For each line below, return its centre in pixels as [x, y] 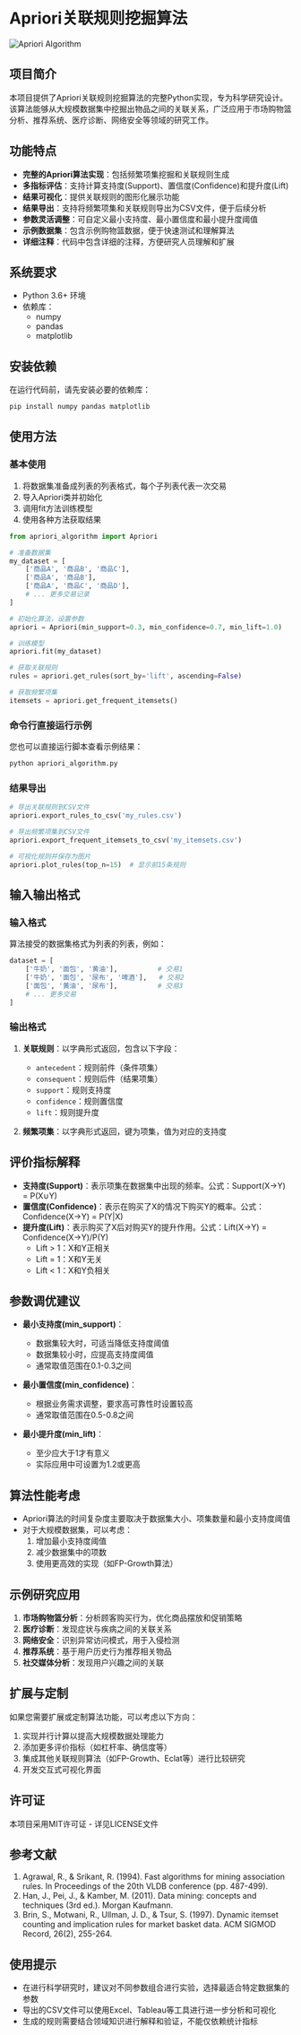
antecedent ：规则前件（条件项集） [99, 1067]
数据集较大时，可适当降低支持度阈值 [103, 1343]
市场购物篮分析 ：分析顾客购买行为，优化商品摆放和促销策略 [132, 1617]
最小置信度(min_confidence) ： [79, 1385]
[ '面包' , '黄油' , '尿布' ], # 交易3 [104, 986]
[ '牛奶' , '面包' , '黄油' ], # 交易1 [104, 969]
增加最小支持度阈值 [71, 1541]
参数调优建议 [45, 1301]
